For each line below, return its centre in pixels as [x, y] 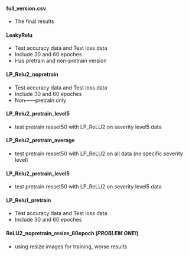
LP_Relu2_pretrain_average [40, 140]
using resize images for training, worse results [71, 247]
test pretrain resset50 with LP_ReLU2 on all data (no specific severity [99, 153]
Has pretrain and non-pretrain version [61, 61]
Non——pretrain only [40, 100]
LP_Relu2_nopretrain [32, 74]
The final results [34, 21]
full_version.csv [26, 8]
